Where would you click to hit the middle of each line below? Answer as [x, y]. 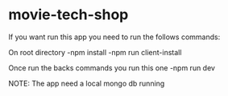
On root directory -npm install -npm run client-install [95, 52]
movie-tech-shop [68, 15]
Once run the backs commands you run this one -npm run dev [112, 68]
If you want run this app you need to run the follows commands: [114, 37]
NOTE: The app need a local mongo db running [87, 83]
